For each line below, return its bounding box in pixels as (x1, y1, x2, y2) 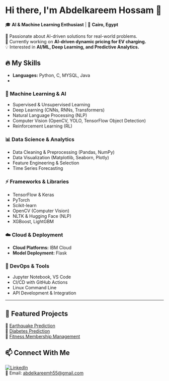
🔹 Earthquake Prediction (5, 323, 55, 329)
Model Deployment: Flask (12, 249, 67, 256)
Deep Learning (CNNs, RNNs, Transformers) (12, 107, 105, 113)
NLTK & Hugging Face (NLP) (12, 213, 71, 219)
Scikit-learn (12, 202, 37, 208)
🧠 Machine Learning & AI (5, 90, 66, 97)
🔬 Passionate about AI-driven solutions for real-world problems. (5, 33, 137, 39)
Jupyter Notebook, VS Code (12, 274, 71, 280)
